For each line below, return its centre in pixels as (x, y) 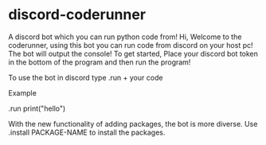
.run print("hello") (37, 108)
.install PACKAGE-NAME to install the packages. (87, 132)
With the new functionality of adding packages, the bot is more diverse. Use (133, 123)
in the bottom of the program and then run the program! (100, 62)
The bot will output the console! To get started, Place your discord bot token (133, 53)
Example (23, 92)
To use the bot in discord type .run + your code (86, 77)
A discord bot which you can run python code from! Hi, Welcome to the (125, 37)
